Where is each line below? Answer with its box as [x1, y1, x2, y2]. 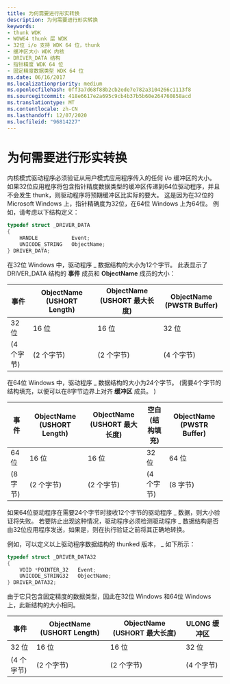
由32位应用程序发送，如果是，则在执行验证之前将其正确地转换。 [7, 525, 189, 533]
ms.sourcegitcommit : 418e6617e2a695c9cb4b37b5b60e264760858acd [7, 93, 192, 100]
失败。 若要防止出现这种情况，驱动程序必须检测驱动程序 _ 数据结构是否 [18, 517, 219, 525]
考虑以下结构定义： [25, 208, 79, 217]
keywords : [7, 23, 36, 29]
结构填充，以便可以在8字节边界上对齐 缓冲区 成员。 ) [7, 387, 156, 395]
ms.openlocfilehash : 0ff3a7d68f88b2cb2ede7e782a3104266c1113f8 [7, 86, 192, 93]
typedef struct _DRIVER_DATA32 [7, 553, 97, 561]
